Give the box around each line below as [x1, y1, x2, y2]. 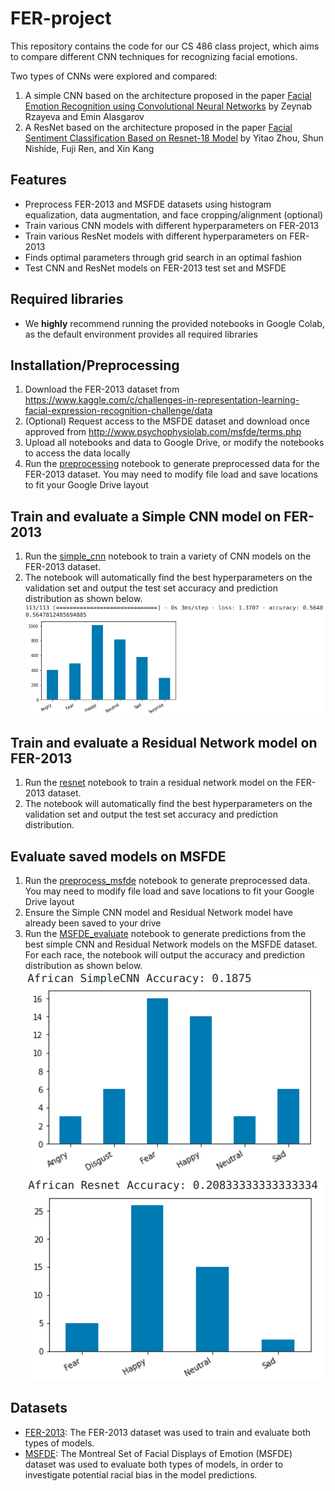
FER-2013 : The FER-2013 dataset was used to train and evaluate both [24, 1426, 312, 1438]
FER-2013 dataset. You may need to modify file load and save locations [24, 468, 318, 481]
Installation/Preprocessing [10, 357, 180, 374]
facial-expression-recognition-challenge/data [24, 405, 213, 417]
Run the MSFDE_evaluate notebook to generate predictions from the [24, 927, 307, 939]
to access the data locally [24, 447, 131, 459]
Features [10, 172, 67, 189]
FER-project [10, 7, 112, 30]
